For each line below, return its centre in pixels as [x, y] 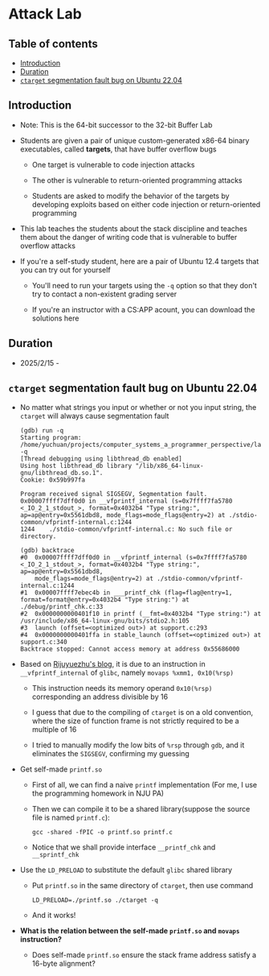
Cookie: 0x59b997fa [53, 480]
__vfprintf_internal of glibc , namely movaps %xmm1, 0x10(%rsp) [127, 672]
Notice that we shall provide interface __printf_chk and [124, 847]
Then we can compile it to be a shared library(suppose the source [141, 809]
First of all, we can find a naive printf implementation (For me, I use [145, 785]
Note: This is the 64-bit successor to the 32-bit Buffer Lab [116, 125]
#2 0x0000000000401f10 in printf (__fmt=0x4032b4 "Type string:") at [141, 614]
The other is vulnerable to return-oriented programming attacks [137, 180]
